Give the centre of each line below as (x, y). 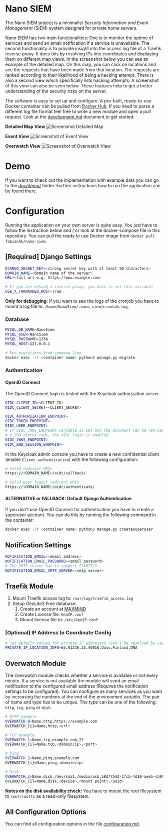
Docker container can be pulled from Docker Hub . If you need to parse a (80, 106)
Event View (17, 136)
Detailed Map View (25, 127)
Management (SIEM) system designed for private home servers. (71, 28)
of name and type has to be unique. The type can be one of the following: (81, 702)
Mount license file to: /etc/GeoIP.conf (59, 620)
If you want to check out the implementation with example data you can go (82, 180)
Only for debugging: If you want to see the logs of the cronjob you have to (82, 301)
